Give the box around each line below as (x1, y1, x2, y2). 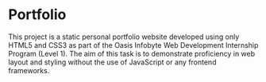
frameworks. (8, 65, 50, 75)
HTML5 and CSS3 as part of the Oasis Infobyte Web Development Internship (8, 40, 259, 49)
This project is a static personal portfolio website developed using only (8, 32, 240, 41)
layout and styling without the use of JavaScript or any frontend (8, 57, 217, 67)
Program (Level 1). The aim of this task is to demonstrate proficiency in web (8, 49, 256, 58)
